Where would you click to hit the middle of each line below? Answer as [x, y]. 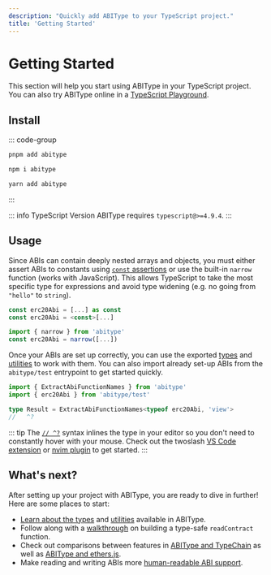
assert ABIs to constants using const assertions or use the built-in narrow [130, 269]
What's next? [43, 476]
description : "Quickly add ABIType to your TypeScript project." [121, 16]
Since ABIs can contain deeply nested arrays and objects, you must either [132, 260]
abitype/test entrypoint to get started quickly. [86, 372]
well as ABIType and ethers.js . [71, 554]
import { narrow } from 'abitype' [67, 332]
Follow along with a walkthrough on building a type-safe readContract [137, 528]
